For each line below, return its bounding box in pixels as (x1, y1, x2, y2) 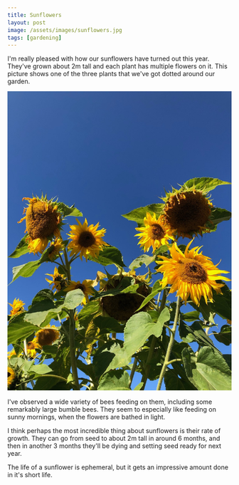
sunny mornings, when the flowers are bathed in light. (7, 413, 166, 422)
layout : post (7, 19, 46, 26)
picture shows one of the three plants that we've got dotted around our (7, 70, 216, 78)
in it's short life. (7, 471, 53, 479)
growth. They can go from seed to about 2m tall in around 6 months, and (7, 434, 221, 443)
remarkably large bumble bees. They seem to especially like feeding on (7, 405, 217, 414)
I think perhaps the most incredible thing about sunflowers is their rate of (7, 427, 221, 435)
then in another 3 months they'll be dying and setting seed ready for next (7, 442, 222, 450)
